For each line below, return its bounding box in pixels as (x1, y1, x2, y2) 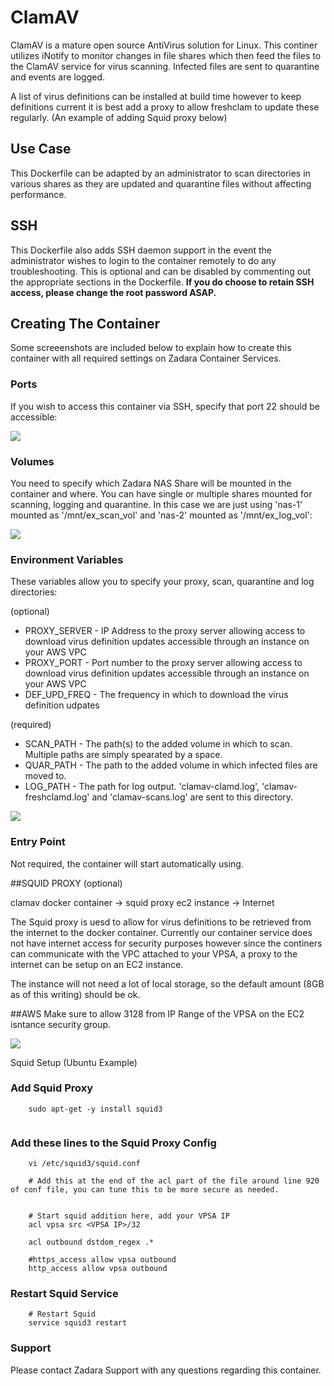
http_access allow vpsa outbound (28, 1264, 168, 1274)
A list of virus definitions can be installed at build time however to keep (10, 90, 302, 102)
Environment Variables (10, 552, 124, 566)
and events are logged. (10, 71, 106, 83)
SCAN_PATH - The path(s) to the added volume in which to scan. (24, 738, 293, 750)
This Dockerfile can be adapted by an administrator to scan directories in (10, 167, 311, 179)
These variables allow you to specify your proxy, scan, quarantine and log (10, 576, 315, 588)
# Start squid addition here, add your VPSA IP (28, 1211, 230, 1221)
